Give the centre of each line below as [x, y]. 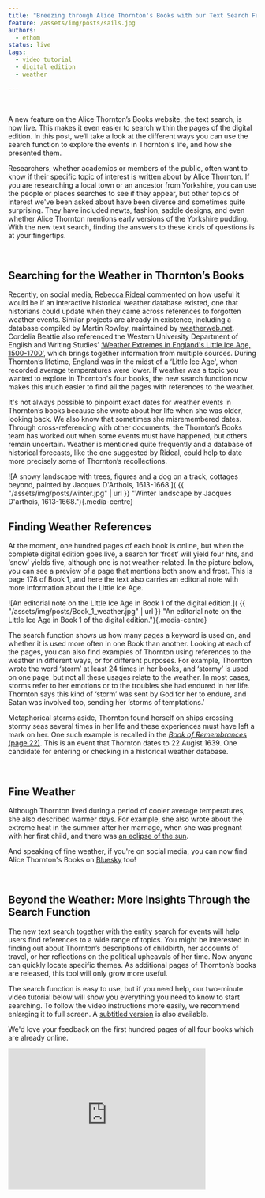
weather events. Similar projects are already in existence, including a [119, 320]
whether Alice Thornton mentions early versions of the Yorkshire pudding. [129, 218]
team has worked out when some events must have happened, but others [128, 436]
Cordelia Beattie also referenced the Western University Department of [123, 336]
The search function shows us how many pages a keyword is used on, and [129, 635]
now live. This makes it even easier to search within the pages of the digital [130, 127]
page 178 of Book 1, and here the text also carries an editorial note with [123, 579]
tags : [17, 52]
